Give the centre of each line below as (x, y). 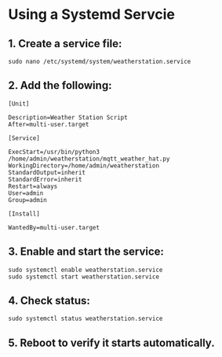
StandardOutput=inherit (47, 172)
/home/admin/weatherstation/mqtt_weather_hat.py (89, 159)
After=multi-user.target (49, 124)
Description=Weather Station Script (68, 117)
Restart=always (33, 186)
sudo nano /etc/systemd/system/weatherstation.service (100, 61)
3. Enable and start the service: (86, 252)
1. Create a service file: (65, 44)
